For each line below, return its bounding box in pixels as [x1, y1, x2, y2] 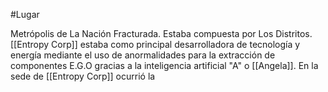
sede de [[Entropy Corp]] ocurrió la [10, 70, 156, 82]
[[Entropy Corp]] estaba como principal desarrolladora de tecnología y [10, 39, 301, 50]
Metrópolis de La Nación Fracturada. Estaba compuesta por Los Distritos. [10, 28, 313, 39]
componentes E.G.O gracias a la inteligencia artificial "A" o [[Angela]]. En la [10, 60, 319, 71]
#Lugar [10, 9, 40, 20]
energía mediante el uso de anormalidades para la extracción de [10, 49, 276, 61]
